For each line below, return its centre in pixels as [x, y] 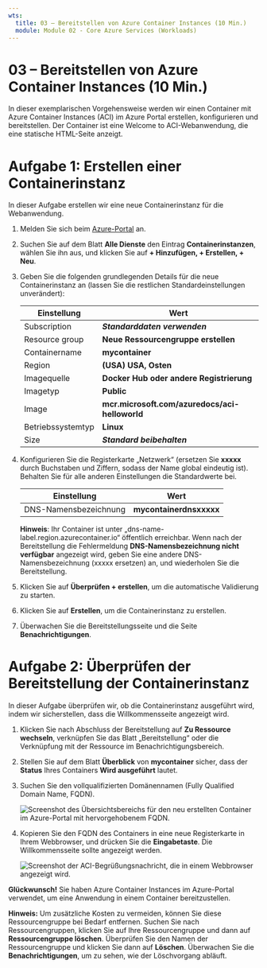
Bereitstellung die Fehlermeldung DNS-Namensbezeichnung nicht [130, 546]
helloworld [123, 414]
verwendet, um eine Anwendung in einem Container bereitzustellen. [120, 898]
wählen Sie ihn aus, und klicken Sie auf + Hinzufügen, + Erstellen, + [132, 253]
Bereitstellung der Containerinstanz [129, 684]
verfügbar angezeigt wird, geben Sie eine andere [101, 554]
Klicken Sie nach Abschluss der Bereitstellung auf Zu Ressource [125, 729]
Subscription [47, 327]
